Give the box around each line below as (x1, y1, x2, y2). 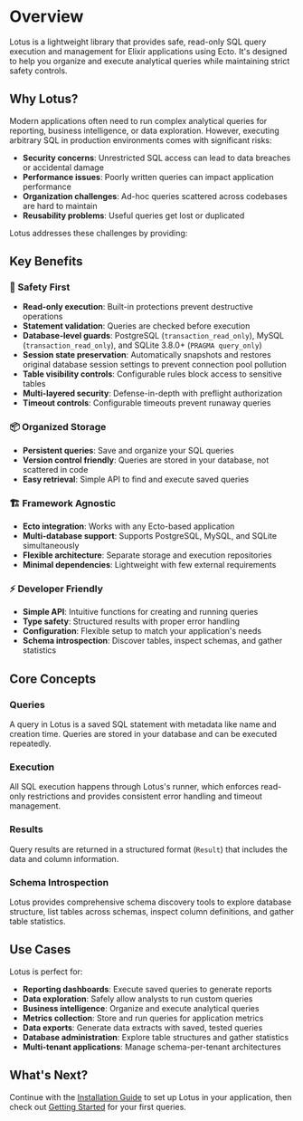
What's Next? (9, 1068, 89, 1083)
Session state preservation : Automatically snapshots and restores (22, 350, 271, 360)
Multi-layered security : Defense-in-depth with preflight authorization (22, 388, 283, 399)
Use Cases (9, 942, 71, 957)
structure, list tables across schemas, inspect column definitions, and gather (9, 905, 294, 916)
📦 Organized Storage (9, 421, 107, 434)
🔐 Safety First (9, 281, 71, 293)
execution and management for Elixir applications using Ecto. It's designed (9, 45, 288, 56)
